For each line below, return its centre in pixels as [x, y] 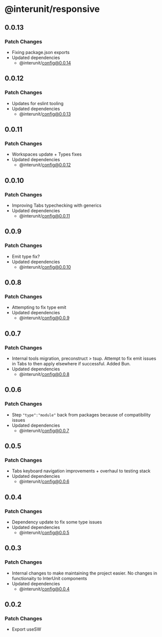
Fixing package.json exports [41, 52]
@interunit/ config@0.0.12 [45, 165]
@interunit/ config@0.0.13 [45, 114]
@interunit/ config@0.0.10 [45, 267]
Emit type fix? [26, 256]
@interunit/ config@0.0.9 [44, 318]
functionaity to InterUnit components [49, 578]
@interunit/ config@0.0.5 [44, 533]
